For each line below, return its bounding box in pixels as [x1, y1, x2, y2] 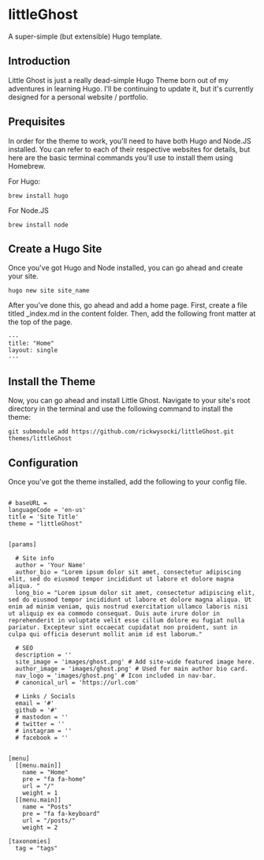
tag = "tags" [15, 844, 58, 852]
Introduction [8, 54, 71, 68]
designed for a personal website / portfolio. [8, 92, 148, 102]
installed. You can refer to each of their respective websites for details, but [8, 144, 251, 154]
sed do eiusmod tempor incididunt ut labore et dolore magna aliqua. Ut [8, 596, 252, 604]
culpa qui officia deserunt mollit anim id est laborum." [8, 630, 203, 638]
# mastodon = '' [15, 713, 69, 721]
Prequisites [8, 115, 65, 129]
